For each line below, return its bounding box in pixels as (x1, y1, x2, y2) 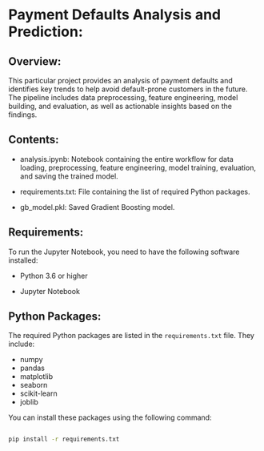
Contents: (8, 133, 59, 147)
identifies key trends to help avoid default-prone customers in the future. (8, 84, 248, 94)
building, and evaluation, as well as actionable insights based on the (8, 102, 232, 111)
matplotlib (19, 372, 54, 381)
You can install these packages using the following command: (8, 413, 212, 422)
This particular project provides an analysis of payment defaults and (8, 76, 234, 85)
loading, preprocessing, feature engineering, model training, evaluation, (19, 163, 256, 172)
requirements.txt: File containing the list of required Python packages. (19, 187, 250, 196)
